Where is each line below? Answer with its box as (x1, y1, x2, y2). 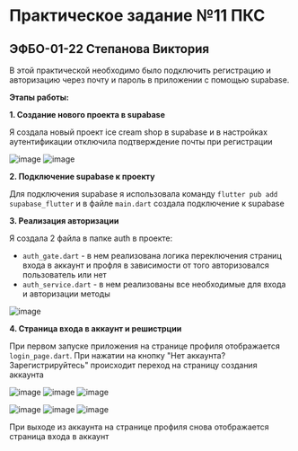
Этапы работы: (9, 92, 70, 102)
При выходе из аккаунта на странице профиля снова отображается (9, 421, 269, 432)
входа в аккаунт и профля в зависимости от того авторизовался (22, 260, 269, 270)
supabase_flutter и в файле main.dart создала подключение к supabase (9, 199, 285, 208)
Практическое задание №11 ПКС (9, 5, 266, 26)
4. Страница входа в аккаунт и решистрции (9, 323, 182, 333)
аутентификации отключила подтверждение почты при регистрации (9, 137, 273, 146)
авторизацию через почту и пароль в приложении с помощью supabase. (9, 75, 290, 85)
